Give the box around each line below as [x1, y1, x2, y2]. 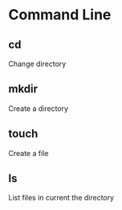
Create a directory [8, 103, 69, 113]
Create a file [8, 148, 49, 158]
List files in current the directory [8, 193, 115, 203]
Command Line [8, 6, 112, 24]
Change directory [8, 59, 67, 68]
